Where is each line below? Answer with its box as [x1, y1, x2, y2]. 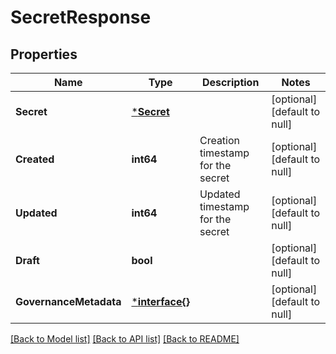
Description [201, 76, 260, 89]
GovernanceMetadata [15, 295, 122, 308]
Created [15, 152, 55, 166]
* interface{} [131, 295, 190, 308]
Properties [10, 46, 78, 63]
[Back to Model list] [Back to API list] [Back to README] [10, 333, 240, 345]
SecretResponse [10, 6, 152, 29]
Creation [199, 134, 241, 147]
